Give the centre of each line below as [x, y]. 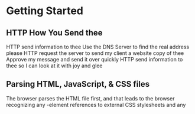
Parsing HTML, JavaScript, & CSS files [78, 84]
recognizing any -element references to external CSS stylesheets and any [96, 105]
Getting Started [45, 11]
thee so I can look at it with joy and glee [54, 66]
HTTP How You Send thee [54, 33]
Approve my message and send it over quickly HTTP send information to [95, 59]
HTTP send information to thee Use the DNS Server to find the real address [98, 47]
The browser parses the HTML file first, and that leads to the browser [90, 98]
